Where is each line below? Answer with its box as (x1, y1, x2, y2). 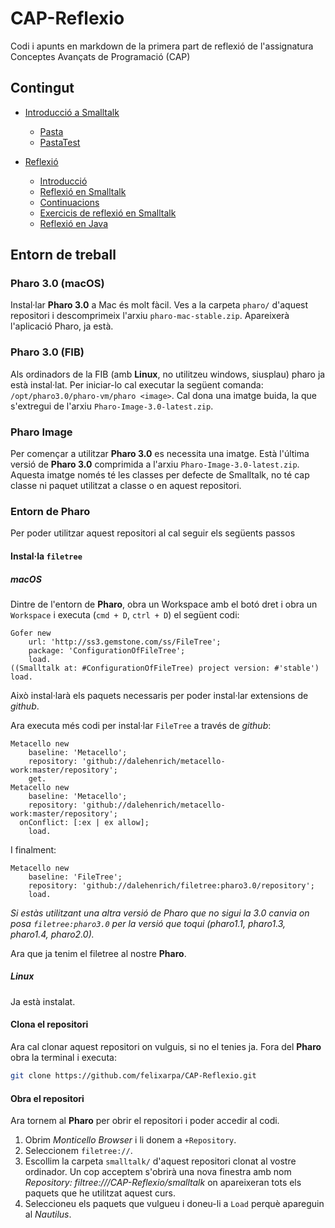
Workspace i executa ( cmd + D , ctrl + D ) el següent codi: (10, 608, 240, 621)
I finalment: (10, 843, 57, 856)
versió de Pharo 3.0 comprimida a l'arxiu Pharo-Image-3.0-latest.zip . (10, 458, 300, 471)
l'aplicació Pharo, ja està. (10, 320, 114, 332)
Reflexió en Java (39, 217, 109, 229)
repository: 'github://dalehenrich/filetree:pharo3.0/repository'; (28, 880, 315, 891)
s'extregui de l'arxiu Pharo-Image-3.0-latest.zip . (10, 400, 214, 412)
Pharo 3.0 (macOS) (10, 277, 105, 291)
